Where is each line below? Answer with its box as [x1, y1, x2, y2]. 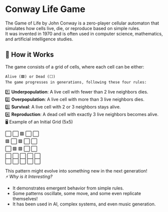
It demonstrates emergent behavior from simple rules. [12, 185, 124, 191]
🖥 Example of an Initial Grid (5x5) [5, 118, 73, 124]
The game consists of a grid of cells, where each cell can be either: [5, 63, 144, 69]
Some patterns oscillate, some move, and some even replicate [12, 190, 141, 196]
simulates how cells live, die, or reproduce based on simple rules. [5, 25, 140, 31]
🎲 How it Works [5, 50, 54, 59]
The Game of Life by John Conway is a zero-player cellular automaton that [5, 20, 159, 26]
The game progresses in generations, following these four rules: [5, 79, 147, 84]
